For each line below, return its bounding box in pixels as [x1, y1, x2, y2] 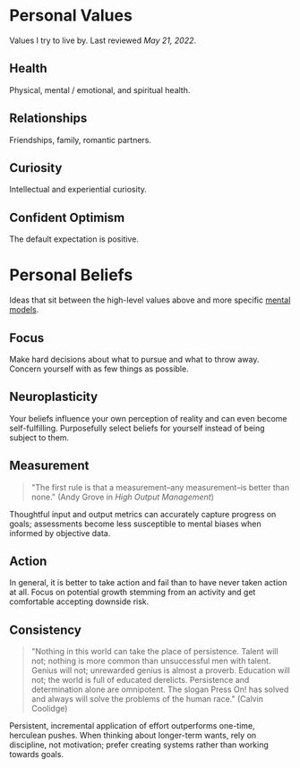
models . [9, 304, 39, 315]
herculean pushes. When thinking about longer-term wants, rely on [9, 730, 257, 741]
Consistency [9, 622, 82, 637]
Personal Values [9, 5, 133, 26]
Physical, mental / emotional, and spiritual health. [9, 84, 191, 95]
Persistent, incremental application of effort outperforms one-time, [9, 721, 255, 731]
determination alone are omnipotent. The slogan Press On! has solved [30, 684, 289, 695]
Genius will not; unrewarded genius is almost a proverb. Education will [30, 665, 291, 676]
